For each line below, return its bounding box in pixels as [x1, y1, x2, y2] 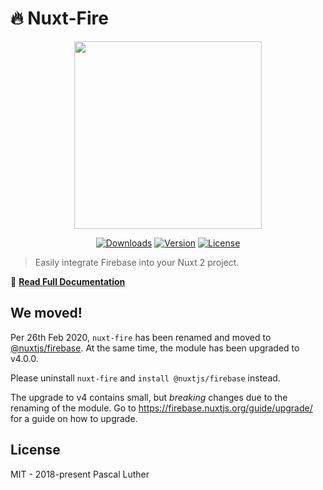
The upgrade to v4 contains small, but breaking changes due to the [10, 391, 288, 403]
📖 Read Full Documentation [10, 275, 126, 287]
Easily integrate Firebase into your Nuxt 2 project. [34, 256, 240, 268]
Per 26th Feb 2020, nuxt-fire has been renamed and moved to [10, 331, 272, 343]
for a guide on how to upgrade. [10, 412, 138, 424]
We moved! [10, 305, 83, 322]
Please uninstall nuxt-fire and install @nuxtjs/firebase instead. [10, 372, 281, 384]
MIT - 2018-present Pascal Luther [10, 468, 150, 480]
